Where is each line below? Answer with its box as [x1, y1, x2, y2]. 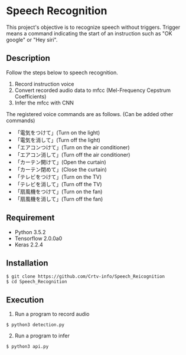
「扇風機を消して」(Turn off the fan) [14, 195, 103, 202]
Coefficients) [14, 93, 47, 100]
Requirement [6, 213, 55, 223]
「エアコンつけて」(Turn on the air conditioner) [14, 143, 130, 151]
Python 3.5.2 [14, 228, 46, 235]
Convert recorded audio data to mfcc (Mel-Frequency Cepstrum [14, 87, 171, 94]
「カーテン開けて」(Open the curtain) [14, 158, 106, 166]
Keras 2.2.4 [14, 241, 43, 248]
